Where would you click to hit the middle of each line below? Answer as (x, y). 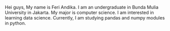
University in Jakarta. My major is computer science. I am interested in (79, 12)
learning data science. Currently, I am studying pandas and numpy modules (85, 18)
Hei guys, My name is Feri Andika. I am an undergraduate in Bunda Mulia (82, 7)
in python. (15, 23)
